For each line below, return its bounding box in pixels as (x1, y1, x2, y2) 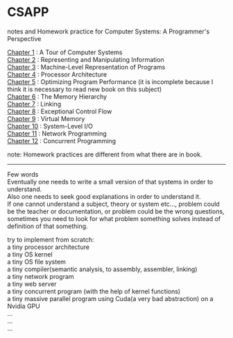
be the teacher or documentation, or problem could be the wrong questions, (7, 207, 225, 216)
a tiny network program (7, 272, 74, 280)
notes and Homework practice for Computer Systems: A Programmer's (7, 27, 210, 35)
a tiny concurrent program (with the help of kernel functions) (7, 287, 181, 296)
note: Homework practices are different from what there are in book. (7, 150, 202, 159)
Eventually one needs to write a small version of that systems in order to (7, 177, 214, 186)
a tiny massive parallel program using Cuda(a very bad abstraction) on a (7, 294, 214, 303)
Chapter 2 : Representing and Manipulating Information (7, 55, 164, 63)
